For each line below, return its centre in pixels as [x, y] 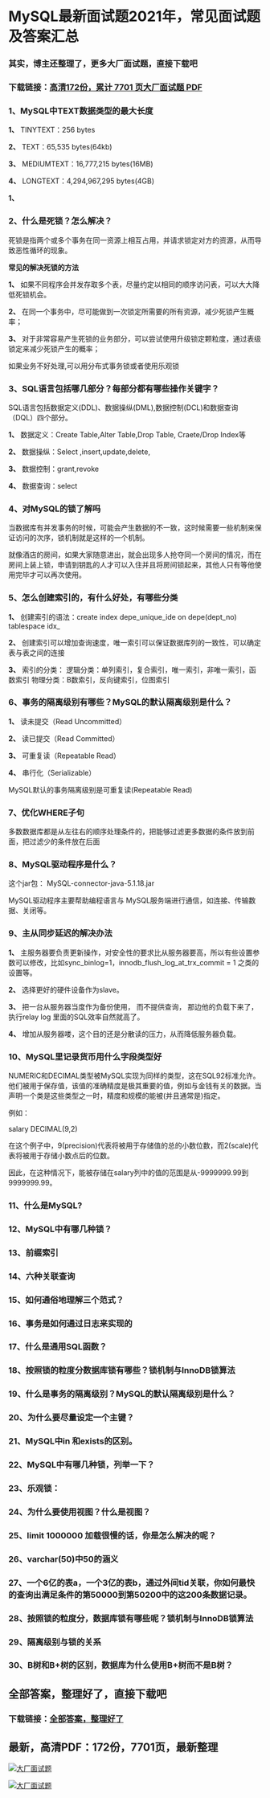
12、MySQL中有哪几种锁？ [60, 1229]
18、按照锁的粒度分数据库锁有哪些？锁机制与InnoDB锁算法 [122, 1370]
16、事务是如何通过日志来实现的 [70, 1323]
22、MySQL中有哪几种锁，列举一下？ [82, 1465]
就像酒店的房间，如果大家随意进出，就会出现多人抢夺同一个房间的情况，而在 [135, 555]
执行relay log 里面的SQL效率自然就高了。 [76, 1017]
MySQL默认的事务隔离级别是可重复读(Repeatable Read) [100, 789]
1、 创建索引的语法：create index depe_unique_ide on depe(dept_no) [123, 616]
